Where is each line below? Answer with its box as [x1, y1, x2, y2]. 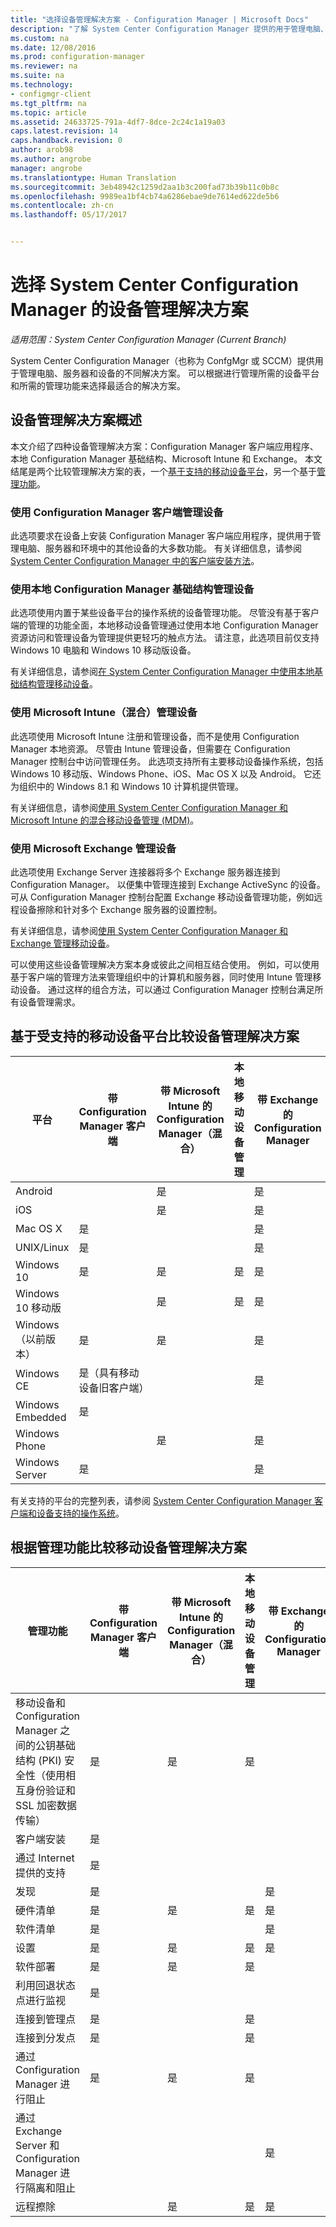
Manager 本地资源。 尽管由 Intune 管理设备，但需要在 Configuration [10, 742, 291, 755]
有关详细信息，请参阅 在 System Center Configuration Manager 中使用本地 [10, 666, 315, 678]
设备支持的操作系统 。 [36, 1507, 125, 1519]
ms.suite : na [10, 71, 65, 81]
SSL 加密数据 [15, 1798, 77, 1812]
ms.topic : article [10, 107, 87, 118]
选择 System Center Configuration [10, 274, 299, 296]
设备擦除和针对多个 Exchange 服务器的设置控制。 [18, 903, 223, 915]
